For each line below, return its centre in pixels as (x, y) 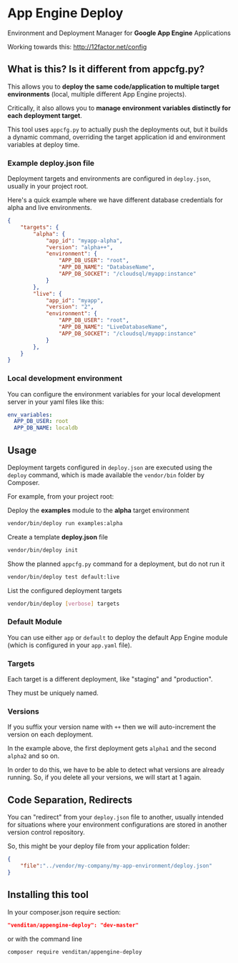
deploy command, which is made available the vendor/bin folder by (106, 475)
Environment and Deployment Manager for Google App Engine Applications (119, 33)
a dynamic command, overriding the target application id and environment (116, 136)
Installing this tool (48, 895)
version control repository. (46, 832)
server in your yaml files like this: (56, 401)
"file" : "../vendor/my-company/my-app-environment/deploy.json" (116, 866)
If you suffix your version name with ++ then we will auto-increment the (112, 727)
